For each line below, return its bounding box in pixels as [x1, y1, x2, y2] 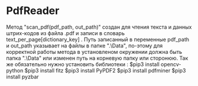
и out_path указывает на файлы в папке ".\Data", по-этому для [6, 42, 163, 49]
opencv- [160, 60, 181, 68]
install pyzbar [6, 73, 40, 80]
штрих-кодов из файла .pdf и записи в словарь [6, 29, 125, 36]
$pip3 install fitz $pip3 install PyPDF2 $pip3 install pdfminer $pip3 [24, 67, 186, 74]
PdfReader [6, 4, 60, 18]
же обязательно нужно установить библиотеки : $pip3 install [6, 60, 160, 68]
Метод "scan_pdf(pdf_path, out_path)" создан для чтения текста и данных [6, 23, 192, 30]
